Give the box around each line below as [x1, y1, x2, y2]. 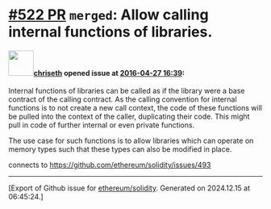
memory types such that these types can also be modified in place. [8, 144, 232, 154]
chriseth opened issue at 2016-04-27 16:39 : [33, 68, 186, 77]
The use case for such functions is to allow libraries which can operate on [8, 136, 254, 146]
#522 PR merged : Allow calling [8, 6, 209, 24]
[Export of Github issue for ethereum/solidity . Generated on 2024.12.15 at [8, 183, 251, 193]
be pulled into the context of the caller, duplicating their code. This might [8, 111, 250, 122]
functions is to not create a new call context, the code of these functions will [8, 103, 262, 113]
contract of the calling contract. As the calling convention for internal [8, 94, 237, 104]
